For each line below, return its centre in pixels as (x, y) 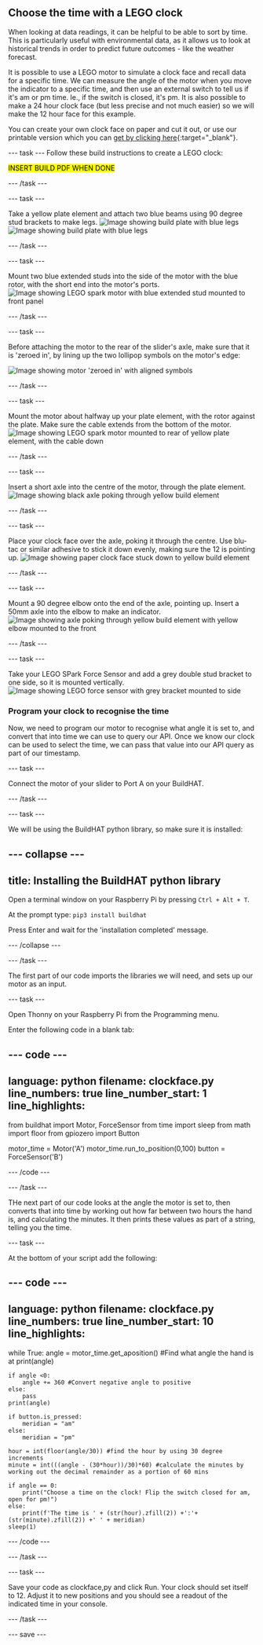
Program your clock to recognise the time (89, 711)
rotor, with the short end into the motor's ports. (84, 284)
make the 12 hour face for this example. (72, 114)
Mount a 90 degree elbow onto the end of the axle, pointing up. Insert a (124, 603)
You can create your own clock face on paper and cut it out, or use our (122, 129)
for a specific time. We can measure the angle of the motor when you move (130, 80)
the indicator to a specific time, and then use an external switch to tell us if (128, 89)
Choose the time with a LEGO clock (95, 13)
